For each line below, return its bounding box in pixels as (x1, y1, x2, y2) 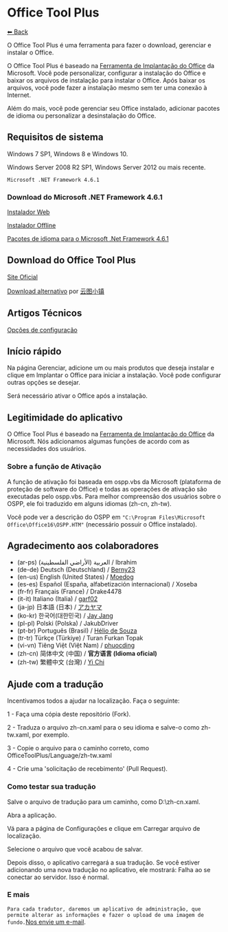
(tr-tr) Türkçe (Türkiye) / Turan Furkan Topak (16, 634, 144, 642)
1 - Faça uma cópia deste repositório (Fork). (7, 710, 131, 719)
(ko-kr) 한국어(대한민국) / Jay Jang (16, 611, 113, 620)
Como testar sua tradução (7, 782, 96, 792)
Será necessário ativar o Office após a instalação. (7, 392, 148, 400)
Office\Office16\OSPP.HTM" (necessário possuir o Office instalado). (7, 520, 198, 528)
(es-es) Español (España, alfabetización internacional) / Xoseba (16, 580, 198, 589)
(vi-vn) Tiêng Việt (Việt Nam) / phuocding (16, 642, 135, 650)
